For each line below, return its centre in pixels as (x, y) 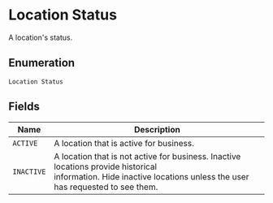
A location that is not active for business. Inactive (147, 156)
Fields (24, 107)
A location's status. (41, 37)
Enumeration (42, 63)
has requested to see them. (106, 187)
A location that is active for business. (124, 143)
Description (157, 129)
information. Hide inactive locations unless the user (152, 176)
